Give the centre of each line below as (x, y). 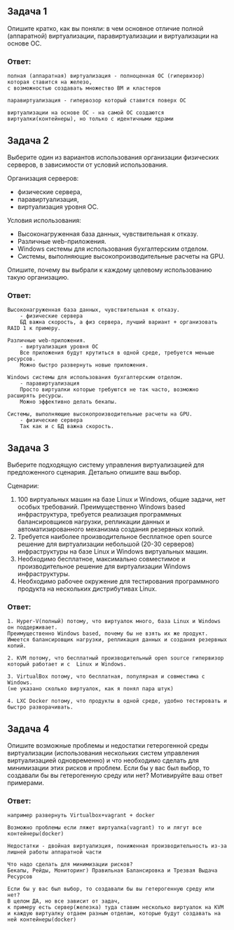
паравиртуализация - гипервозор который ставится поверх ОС (97, 101)
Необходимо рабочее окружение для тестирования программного (118, 582)
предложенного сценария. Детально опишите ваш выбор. (95, 472)
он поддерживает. (33, 628)
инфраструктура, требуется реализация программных (99, 514)
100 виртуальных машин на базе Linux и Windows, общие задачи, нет (122, 500)
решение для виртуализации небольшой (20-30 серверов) (106, 544)
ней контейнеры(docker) (42, 920)
